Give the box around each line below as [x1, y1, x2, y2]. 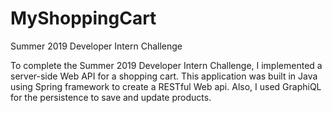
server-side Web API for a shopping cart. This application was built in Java [10, 70, 318, 82]
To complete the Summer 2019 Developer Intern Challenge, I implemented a [10, 59, 323, 71]
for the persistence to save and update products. [10, 91, 212, 103]
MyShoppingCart [10, 7, 157, 30]
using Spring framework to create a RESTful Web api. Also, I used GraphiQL [10, 80, 322, 92]
